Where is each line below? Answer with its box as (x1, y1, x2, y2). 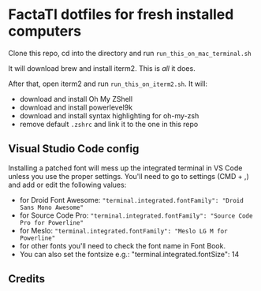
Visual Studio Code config (8, 142, 140, 155)
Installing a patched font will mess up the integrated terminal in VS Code (8, 163, 243, 173)
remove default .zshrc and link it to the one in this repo (19, 119, 199, 129)
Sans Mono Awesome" (19, 203, 84, 211)
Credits (8, 272, 46, 285)
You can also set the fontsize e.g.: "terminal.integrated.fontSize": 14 (19, 249, 240, 259)
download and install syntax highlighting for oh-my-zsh (19, 110, 199, 120)
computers (8, 22, 82, 40)
